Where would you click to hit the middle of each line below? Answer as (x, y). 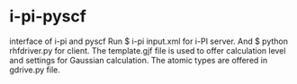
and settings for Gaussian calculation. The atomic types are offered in (139, 60)
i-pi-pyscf (48, 17)
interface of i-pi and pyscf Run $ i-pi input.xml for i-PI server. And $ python (149, 41)
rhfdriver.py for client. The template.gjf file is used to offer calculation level (148, 50)
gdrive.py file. (35, 70)
